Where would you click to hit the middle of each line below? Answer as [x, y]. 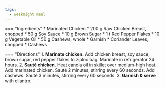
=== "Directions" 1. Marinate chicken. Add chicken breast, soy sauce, [77, 54]
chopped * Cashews [26, 44]
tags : [11, 10]
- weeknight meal [28, 14]
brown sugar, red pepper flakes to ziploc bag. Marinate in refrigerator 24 [80, 59]
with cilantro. [18, 81]
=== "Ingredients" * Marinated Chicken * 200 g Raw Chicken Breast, [76, 28]
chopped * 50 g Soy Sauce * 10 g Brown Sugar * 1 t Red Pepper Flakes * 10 [82, 34]
